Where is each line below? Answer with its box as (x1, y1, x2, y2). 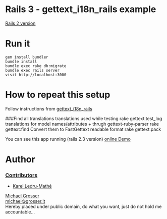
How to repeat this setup (5, 89, 110, 100)
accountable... (5, 209, 35, 215)
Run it (5, 38, 30, 49)
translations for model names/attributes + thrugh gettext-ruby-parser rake (5, 121, 159, 127)
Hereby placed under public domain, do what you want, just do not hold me (5, 203, 162, 210)
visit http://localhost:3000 (5, 72, 67, 77)
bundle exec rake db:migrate (5, 63, 67, 69)
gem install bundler (5, 54, 49, 60)
